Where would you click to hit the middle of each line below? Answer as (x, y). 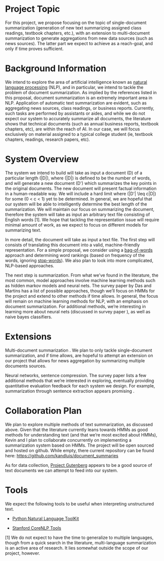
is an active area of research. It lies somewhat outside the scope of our (77, 548)
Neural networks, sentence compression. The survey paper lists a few (76, 375)
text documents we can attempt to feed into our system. (62, 470)
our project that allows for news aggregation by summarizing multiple (75, 360)
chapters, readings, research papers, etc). (47, 139)
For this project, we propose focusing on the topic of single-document (76, 23)
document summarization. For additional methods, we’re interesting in (75, 306)
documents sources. (26, 366)
